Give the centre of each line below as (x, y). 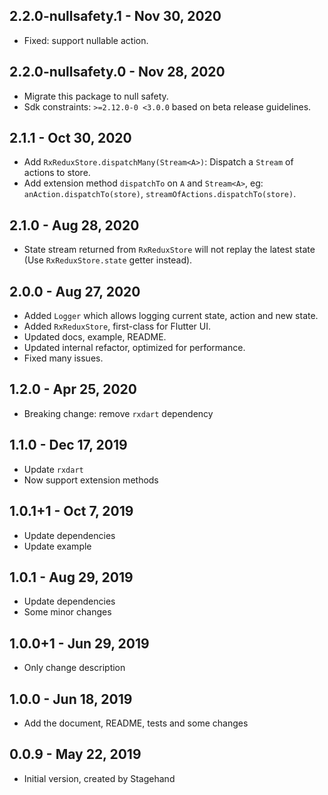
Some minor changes (67, 612)
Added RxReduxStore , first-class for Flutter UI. (117, 326)
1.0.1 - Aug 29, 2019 (71, 577)
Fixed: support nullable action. (86, 40)
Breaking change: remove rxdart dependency (118, 413)
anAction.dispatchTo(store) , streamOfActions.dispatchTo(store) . (160, 194)
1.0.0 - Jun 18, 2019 (71, 699)
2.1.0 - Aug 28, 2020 (74, 225)
